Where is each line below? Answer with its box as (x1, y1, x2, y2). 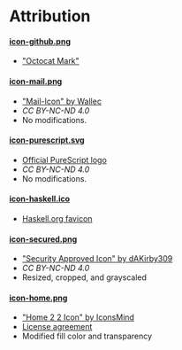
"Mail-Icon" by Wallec (21, 96, 102, 106)
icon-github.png (9, 35, 72, 46)
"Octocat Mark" (21, 56, 80, 66)
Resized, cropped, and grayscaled (21, 272, 148, 283)
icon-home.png (9, 292, 68, 303)
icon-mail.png (9, 75, 63, 86)
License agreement (21, 322, 93, 332)
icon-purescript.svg (9, 135, 86, 145)
